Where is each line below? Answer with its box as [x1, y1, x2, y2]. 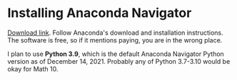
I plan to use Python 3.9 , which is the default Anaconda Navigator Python [7, 50, 225, 58]
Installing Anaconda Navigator [7, 5, 192, 21]
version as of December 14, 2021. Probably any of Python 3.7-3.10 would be [7, 57, 231, 65]
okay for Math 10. [7, 64, 59, 73]
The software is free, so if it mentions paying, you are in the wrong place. [7, 35, 223, 44]
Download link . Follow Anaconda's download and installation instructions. [7, 28, 223, 37]
